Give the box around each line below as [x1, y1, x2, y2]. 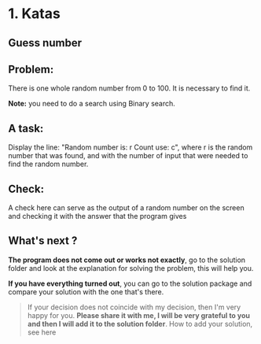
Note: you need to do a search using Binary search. [8, 99, 175, 109]
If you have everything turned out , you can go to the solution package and [8, 279, 252, 288]
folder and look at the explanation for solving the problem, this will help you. [8, 263, 254, 272]
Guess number [8, 36, 83, 50]
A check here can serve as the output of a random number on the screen [8, 203, 245, 213]
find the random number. [8, 159, 89, 169]
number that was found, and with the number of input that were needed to [8, 151, 248, 161]
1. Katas [8, 5, 61, 23]
